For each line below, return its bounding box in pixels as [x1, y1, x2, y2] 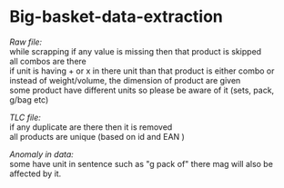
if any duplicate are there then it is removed [9, 121, 173, 133]
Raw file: [9, 36, 43, 47]
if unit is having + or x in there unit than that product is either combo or [9, 65, 275, 76]
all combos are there [9, 55, 86, 66]
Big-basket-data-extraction [9, 6, 223, 27]
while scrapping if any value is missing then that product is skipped [9, 45, 262, 56]
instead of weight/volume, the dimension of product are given [9, 74, 241, 85]
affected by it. [9, 168, 62, 179]
